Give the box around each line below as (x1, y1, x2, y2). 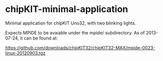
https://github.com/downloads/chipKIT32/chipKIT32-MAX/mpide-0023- (5, 44, 155, 50)
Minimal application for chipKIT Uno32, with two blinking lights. (5, 20, 136, 26)
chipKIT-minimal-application (5, 3, 128, 15)
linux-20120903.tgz (5, 50, 46, 56)
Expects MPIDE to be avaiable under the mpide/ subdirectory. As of (5, 29, 145, 35)
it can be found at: (20, 35, 58, 41)
